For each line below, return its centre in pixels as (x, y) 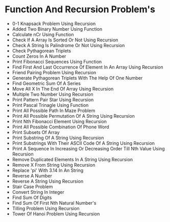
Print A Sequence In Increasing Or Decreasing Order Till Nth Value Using (89, 148)
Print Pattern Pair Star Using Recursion (53, 99)
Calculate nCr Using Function (43, 34)
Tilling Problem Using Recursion (46, 208)
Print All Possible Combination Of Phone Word (60, 127)
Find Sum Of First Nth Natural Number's (54, 203)
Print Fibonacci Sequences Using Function (57, 61)
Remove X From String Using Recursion (54, 165)
